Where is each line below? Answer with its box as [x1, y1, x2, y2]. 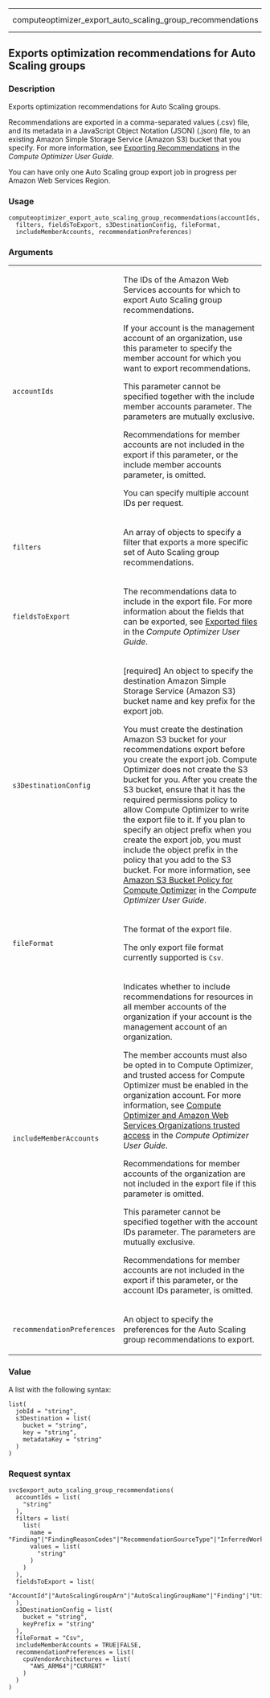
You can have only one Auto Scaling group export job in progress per [8, 167, 237, 176]
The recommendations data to [123, 586, 237, 598]
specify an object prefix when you [123, 824, 252, 836]
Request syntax [8, 1468, 71, 1479]
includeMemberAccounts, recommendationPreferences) [15, 228, 193, 236]
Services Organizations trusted [123, 1120, 240, 1131]
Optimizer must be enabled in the [123, 1079, 249, 1091]
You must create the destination [123, 724, 243, 735]
